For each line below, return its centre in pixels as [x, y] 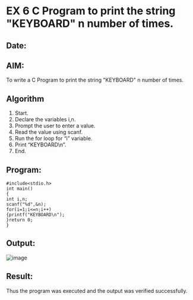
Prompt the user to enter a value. [55, 126]
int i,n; [17, 199]
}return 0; [20, 220]
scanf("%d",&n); [26, 204]
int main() [20, 189]
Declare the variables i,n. [45, 120]
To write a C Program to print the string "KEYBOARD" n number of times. [95, 80]
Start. [21, 113]
